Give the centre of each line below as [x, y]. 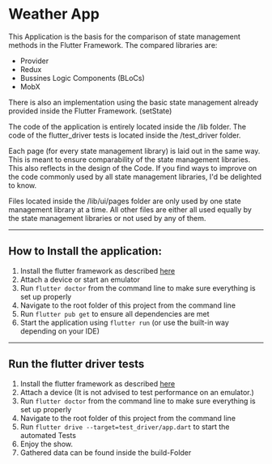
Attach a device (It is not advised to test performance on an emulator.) [137, 392]
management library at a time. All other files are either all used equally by [130, 209]
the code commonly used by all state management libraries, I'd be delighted [135, 177]
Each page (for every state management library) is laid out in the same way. [134, 151]
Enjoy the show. [47, 444]
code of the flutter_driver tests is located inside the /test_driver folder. [125, 135]
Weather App [54, 14]
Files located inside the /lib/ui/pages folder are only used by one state [125, 201]
